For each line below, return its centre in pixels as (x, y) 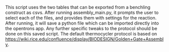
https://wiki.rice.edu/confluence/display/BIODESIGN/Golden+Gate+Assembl (85, 39)
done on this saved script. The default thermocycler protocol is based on (81, 34)
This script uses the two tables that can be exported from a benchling (78, 7)
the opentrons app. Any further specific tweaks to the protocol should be (81, 28)
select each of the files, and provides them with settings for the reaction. (81, 18)
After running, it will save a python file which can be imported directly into (82, 23)
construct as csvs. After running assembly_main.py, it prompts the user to (82, 12)
